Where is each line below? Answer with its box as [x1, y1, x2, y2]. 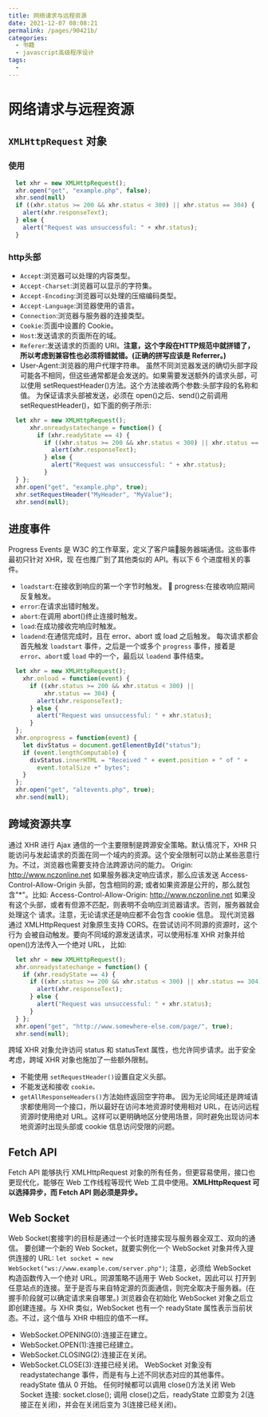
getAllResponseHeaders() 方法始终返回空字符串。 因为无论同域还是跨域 [19, 1092, 251, 1101]
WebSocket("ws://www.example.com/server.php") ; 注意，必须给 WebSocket [8, 1263, 251, 1273]
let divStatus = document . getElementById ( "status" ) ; [22, 741, 202, 750]
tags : [8, 57, 26, 65]
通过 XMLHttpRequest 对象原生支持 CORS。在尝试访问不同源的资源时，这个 [8, 919, 258, 929]
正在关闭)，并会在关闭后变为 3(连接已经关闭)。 [26, 1400, 181, 1410]
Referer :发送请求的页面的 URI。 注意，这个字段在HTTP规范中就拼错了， [19, 340, 255, 350]
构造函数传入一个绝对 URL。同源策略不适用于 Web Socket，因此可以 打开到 [8, 1273, 257, 1283]
